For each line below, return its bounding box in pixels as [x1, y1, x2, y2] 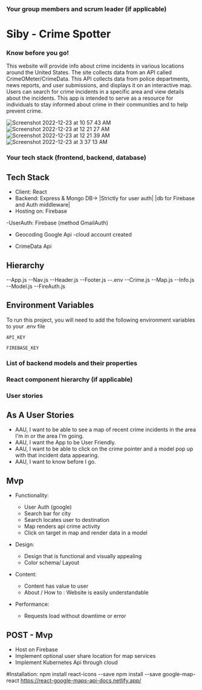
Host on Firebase [15, 646, 59, 653]
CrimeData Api [15, 242, 52, 250]
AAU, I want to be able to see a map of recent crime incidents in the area [15, 426, 197, 434]
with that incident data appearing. [15, 452, 99, 459]
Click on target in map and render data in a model [24, 529, 148, 536]
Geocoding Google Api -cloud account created [15, 231, 132, 238]
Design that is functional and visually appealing [24, 553, 142, 560]
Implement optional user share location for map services [15, 652, 156, 659]
